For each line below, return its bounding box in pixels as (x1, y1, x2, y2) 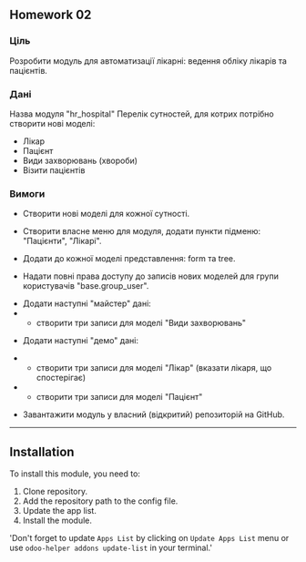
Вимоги (9, 187, 46, 199)
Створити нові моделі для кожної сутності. (22, 209, 190, 220)
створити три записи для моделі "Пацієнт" (36, 392, 203, 403)
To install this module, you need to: (9, 468, 141, 479)
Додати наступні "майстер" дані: (22, 298, 152, 309)
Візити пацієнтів (22, 164, 86, 176)
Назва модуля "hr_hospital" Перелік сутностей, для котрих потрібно (9, 108, 275, 119)
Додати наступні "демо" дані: (22, 335, 139, 346)
